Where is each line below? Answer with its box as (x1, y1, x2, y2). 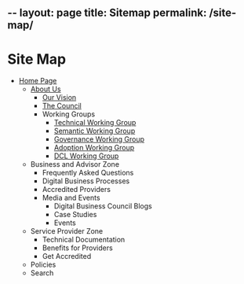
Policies (30, 260, 56, 270)
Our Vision (42, 93, 77, 102)
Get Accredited (42, 252, 92, 261)
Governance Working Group (53, 135, 145, 144)
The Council (42, 101, 82, 111)
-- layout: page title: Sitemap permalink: (7, 6, 207, 20)
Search (30, 268, 54, 278)
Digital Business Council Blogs (53, 201, 152, 211)
